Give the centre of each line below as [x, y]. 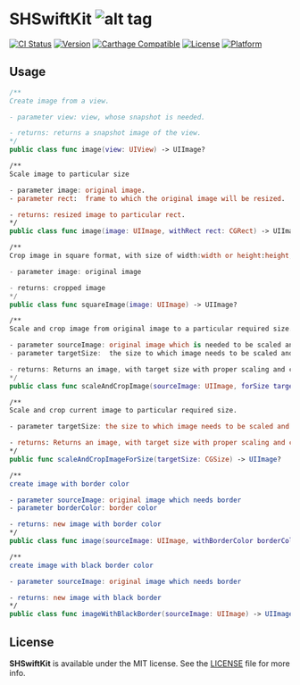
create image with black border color [81, 565]
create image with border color [69, 484]
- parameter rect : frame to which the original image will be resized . [147, 198]
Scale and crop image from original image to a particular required [139, 329]
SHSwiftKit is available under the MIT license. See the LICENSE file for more [150, 663]
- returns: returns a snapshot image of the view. [105, 133]
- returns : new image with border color [86, 524]
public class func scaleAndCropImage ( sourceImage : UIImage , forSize [139, 386]
